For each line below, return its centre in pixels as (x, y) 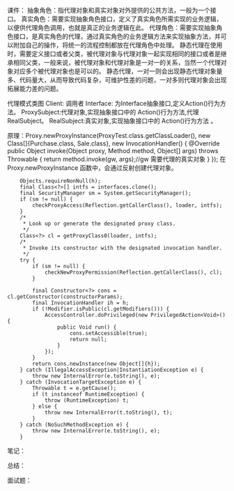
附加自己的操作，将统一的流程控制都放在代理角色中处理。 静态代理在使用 (118, 45)
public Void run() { (87, 327)
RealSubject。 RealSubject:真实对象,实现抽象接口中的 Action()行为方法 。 (112, 121)
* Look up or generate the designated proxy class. (99, 224)
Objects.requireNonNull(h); (60, 181)
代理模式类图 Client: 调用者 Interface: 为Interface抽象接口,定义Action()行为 (114, 103)
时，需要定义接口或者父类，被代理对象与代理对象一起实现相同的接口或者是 (114, 54)
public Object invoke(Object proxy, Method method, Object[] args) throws (113, 151)
